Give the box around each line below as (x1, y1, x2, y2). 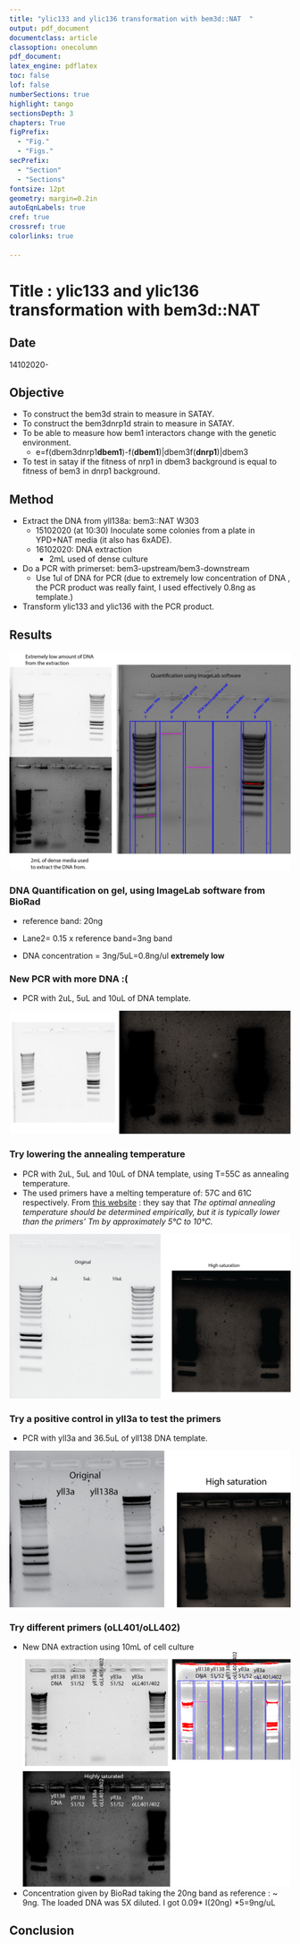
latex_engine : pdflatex (9, 62, 98, 71)
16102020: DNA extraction (35, 544, 132, 555)
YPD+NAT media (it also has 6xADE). (35, 535, 172, 545)
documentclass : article (9, 33, 98, 42)
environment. (21, 437, 71, 448)
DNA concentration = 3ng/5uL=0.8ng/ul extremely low (21, 950, 225, 962)
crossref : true (9, 222, 66, 232)
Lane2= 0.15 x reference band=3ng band (21, 933, 172, 944)
